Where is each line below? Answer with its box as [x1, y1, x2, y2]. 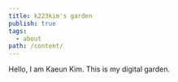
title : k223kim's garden [8, 11, 93, 20]
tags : [8, 27, 27, 35]
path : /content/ [8, 42, 63, 50]
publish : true [8, 19, 57, 28]
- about [15, 34, 42, 43]
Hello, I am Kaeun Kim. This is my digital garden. [8, 64, 171, 74]
